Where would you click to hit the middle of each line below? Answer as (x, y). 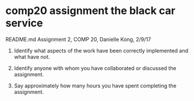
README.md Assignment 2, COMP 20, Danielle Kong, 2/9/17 (78, 39)
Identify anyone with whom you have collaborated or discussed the (95, 68)
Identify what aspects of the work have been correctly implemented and (101, 50)
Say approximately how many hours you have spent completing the (95, 85)
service (24, 23)
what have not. (32, 57)
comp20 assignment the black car (91, 11)
